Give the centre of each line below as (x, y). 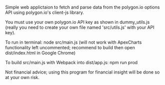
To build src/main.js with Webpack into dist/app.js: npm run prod (72, 62)
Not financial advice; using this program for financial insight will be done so (82, 72)
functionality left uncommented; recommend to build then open (70, 47)
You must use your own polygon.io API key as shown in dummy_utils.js (78, 22)
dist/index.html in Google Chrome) (40, 53)
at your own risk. (22, 77)
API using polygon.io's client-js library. (45, 12)
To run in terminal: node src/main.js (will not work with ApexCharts (74, 42)
